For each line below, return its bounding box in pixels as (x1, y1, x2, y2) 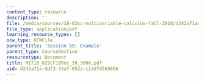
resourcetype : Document (6, 54, 67, 60)
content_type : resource (6, 9, 67, 15)
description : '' (6, 15, 48, 21)
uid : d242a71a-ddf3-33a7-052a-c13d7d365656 (6, 65, 119, 72)
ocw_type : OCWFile (6, 37, 53, 43)
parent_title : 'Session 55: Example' (6, 43, 103, 49)
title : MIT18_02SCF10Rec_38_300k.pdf (6, 60, 103, 66)
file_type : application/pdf (6, 26, 78, 32)
